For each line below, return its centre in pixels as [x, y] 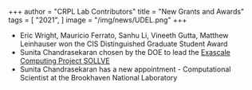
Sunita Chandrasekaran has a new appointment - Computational [125, 69]
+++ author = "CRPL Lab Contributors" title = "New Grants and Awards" [126, 12]
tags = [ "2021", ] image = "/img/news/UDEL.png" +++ [98, 20]
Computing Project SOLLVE [65, 61]
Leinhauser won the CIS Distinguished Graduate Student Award [124, 44]
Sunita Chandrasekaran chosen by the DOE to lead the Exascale [125, 52]
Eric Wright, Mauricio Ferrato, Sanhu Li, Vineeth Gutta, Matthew [124, 35]
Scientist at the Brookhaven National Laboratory [98, 78]
